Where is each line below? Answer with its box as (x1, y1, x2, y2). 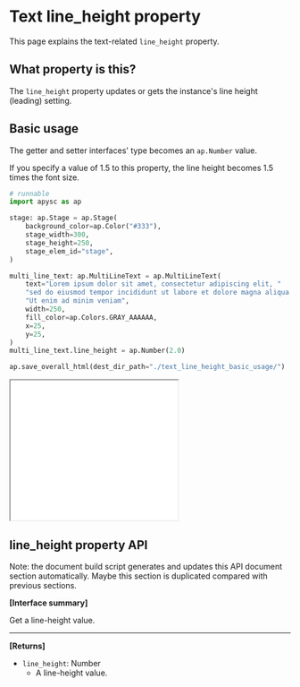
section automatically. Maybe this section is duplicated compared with (9, 571, 268, 581)
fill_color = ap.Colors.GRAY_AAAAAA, (25, 313, 158, 322)
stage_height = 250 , (25, 238, 94, 247)
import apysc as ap (9, 197, 82, 207)
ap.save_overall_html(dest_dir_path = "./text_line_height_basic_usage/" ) (9, 363, 286, 372)
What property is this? (9, 62, 137, 77)
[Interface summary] (9, 597, 88, 608)
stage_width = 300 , (25, 230, 90, 239)
